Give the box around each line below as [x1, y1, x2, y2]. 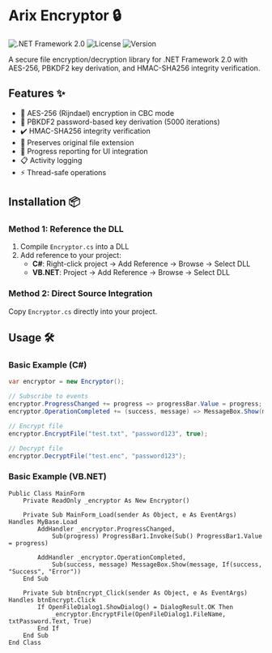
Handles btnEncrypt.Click [8, 595, 96, 604]
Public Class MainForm [8, 489, 85, 497]
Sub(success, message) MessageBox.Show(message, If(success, [51, 561, 263, 569]
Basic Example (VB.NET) [8, 471, 107, 483]
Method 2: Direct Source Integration [8, 288, 153, 299]
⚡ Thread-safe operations [19, 167, 107, 177]
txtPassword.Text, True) [8, 617, 92, 625]
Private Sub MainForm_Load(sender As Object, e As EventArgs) [23, 510, 237, 519]
